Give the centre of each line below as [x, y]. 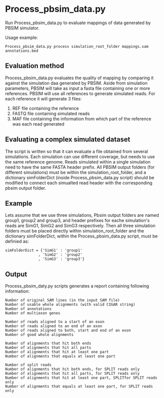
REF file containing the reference [46, 108]
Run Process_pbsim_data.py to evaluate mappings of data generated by [78, 23]
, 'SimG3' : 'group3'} [61, 259]
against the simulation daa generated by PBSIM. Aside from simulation [76, 83]
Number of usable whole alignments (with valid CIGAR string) [70, 305]
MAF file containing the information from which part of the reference [82, 119]
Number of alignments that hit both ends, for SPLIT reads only [72, 369]
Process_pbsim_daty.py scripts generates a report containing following [77, 286]
